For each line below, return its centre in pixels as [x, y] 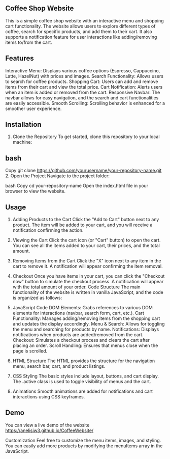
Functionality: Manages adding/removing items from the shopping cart [86, 318]
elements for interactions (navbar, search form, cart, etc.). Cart [78, 313]
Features [20, 58]
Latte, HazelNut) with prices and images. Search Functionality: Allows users [84, 76]
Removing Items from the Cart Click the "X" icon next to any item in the [87, 261]
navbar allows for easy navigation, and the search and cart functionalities [82, 98]
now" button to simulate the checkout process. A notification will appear [88, 282]
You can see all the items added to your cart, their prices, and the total [86, 246]
